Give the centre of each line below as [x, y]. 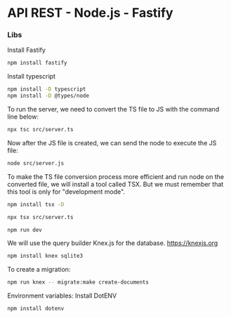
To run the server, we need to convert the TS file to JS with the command [113, 110]
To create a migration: [39, 270]
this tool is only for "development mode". [66, 192]
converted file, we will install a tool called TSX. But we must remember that [115, 184]
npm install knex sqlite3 [45, 256]
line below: [23, 117]
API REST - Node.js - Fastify [90, 13]
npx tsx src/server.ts [40, 217]
